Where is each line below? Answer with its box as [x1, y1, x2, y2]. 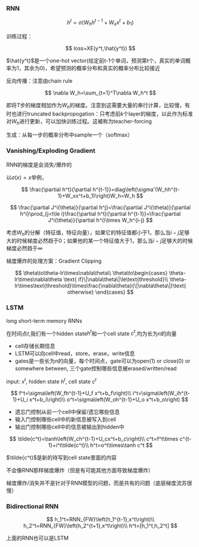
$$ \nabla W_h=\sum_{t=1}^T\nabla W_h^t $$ [44, 89, 157, 96]
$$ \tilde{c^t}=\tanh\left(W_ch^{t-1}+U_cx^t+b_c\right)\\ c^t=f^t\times [9, 436, 179, 443]
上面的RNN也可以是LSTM [6, 534, 69, 542]
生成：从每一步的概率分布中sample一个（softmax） [6, 131, 133, 138]
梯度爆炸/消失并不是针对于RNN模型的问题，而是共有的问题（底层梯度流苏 [6, 479, 187, 486]
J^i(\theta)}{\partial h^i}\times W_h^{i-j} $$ [47, 216, 153, 223]
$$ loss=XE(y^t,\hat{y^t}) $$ [65, 44, 136, 52]
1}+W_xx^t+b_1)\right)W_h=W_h [57, 192, 136, 199]
